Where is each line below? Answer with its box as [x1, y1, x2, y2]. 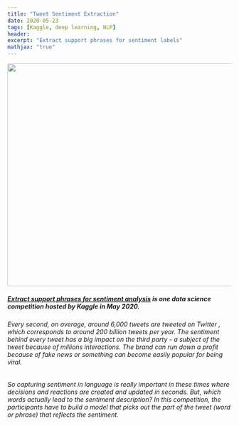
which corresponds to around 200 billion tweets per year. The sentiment [7, 327, 220, 336]
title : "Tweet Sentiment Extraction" [7, 10, 119, 18]
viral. [7, 358, 23, 366]
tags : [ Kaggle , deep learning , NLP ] [7, 24, 116, 31]
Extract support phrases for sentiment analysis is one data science [7, 294, 211, 303]
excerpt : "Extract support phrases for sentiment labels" [7, 37, 183, 44]
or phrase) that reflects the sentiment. [7, 410, 119, 419]
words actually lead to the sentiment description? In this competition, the [7, 395, 221, 403]
